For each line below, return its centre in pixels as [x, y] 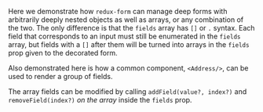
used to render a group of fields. [60, 76]
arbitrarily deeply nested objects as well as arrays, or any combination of [126, 20]
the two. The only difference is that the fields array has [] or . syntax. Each [131, 28]
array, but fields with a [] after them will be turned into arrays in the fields [129, 45]
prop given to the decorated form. [63, 53]
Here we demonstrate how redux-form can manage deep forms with [118, 11]
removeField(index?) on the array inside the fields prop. [100, 100]
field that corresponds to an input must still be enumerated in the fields [124, 36]
